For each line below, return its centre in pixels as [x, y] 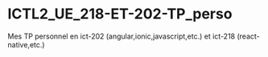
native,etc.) [26, 44]
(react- [248, 36]
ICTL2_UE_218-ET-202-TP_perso [120, 14]
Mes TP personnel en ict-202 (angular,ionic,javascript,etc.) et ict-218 [122, 36]
